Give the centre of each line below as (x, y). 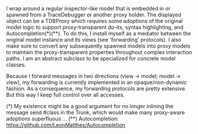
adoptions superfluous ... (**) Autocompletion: (63, 119)
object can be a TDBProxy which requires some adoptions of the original (95, 21)
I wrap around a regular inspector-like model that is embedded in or (88, 9)
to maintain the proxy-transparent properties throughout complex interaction (99, 52)
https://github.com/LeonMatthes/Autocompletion (66, 125)
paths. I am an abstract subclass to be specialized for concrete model (91, 58)
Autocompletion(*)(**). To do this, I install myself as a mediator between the (98, 33)
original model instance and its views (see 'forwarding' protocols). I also (94, 40)
